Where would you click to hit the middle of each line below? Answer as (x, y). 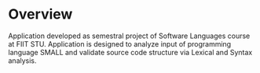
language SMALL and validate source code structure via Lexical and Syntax (130, 52)
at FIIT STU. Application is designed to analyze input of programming (120, 43)
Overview (40, 14)
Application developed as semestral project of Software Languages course (129, 36)
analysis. (22, 61)
